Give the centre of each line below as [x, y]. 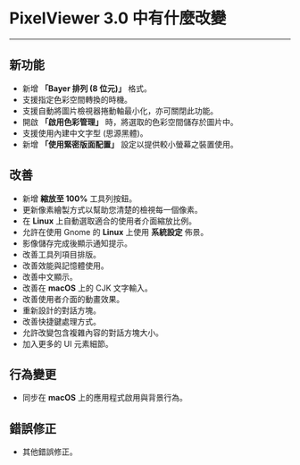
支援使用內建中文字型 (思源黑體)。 [85, 133]
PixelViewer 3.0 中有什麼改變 [118, 18]
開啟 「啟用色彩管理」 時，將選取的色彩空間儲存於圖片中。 [130, 122]
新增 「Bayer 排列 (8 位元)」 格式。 [87, 88]
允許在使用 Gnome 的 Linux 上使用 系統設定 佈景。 [115, 232]
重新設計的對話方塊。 [61, 310]
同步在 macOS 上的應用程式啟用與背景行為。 [104, 398]
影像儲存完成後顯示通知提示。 [77, 243]
